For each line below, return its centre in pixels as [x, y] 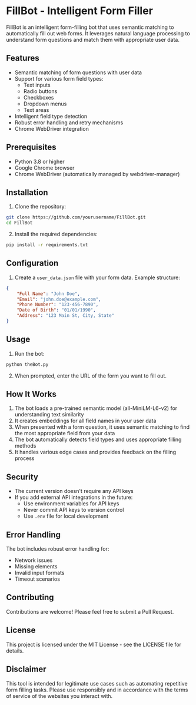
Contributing [30, 598]
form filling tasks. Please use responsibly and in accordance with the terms [97, 690]
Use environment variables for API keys [71, 504]
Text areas [36, 110]
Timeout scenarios [37, 579]
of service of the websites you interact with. [59, 696]
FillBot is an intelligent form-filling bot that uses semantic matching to [90, 27]
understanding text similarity [49, 415]
